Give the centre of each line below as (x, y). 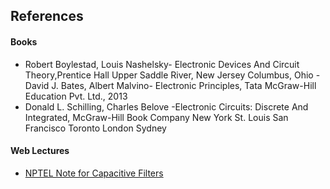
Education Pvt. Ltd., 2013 (76, 96)
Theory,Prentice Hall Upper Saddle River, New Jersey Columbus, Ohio (169, 75)
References (47, 16)
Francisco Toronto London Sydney (95, 128)
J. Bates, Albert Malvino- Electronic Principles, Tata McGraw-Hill (184, 85)
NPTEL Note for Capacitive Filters (94, 173)
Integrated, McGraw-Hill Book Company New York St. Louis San (156, 117)
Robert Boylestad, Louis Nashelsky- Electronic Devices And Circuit (162, 64)
